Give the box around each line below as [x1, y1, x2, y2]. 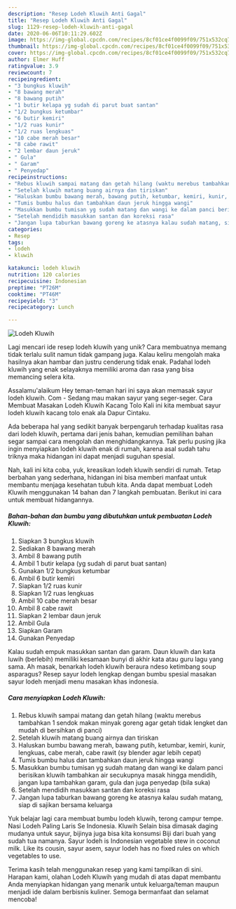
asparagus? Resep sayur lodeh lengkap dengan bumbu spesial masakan [8, 670, 216, 679]
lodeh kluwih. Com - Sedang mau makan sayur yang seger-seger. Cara [8, 394, 213, 403]
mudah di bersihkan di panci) [18, 726, 102, 735]
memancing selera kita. [8, 373, 76, 381]
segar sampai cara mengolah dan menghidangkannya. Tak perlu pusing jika [8, 437, 226, 446]
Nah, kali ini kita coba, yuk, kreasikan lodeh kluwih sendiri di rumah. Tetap [8, 466, 221, 474]
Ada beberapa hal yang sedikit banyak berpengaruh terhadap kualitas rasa [8, 422, 223, 431]
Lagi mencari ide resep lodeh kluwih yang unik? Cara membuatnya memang [8, 343, 227, 351]
